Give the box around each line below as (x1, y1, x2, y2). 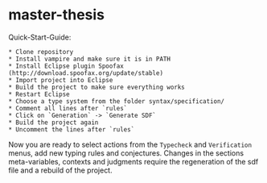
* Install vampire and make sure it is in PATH (8, 55, 171, 63)
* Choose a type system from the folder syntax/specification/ (8, 97, 225, 106)
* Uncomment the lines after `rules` (8, 125, 135, 134)
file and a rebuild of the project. (8, 165, 113, 175)
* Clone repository (8, 48, 74, 56)
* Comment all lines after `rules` (8, 104, 128, 112)
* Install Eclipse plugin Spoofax (8, 62, 125, 70)
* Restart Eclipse (8, 90, 70, 98)
